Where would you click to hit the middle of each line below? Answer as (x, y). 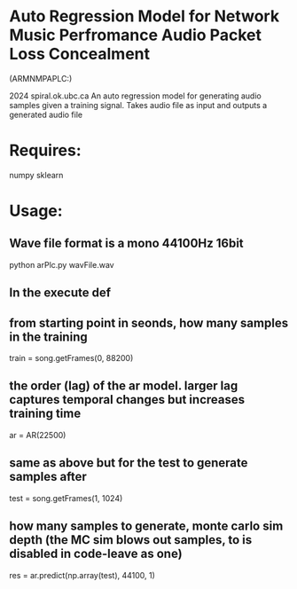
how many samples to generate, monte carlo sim (146, 526)
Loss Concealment (80, 54)
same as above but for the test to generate (129, 463)
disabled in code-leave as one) (96, 554)
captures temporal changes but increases (127, 400)
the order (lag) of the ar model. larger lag (124, 386)
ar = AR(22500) (38, 435)
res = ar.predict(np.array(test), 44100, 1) (82, 575)
